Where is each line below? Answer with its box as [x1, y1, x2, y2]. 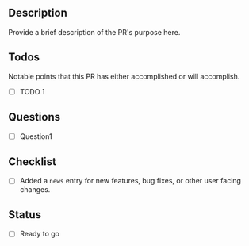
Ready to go [19, 229, 59, 239]
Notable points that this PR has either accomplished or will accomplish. [8, 71, 240, 81]
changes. [19, 185, 51, 194]
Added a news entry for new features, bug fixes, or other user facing [19, 176, 242, 186]
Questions [8, 110, 61, 124]
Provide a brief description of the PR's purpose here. [8, 27, 181, 37]
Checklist [8, 155, 57, 168]
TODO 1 [19, 86, 45, 96]
